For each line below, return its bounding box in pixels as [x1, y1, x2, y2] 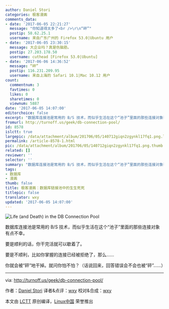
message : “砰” [10, 64, 39, 69]
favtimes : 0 [10, 87, 35, 92]
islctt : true [5, 129, 33, 134]
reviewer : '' [5, 153, 33, 158]
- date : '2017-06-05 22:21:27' [5, 21, 71, 27]
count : [5, 78, 19, 83]
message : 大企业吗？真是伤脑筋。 [10, 45, 71, 50]
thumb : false [5, 181, 33, 186]
